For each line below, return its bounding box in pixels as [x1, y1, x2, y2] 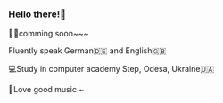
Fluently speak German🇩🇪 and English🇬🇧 [8, 45, 167, 56]
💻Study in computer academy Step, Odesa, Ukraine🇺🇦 [8, 64, 215, 75]
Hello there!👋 [8, 8, 66, 20]
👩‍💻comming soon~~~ [8, 28, 89, 39]
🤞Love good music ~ [8, 84, 85, 95]
